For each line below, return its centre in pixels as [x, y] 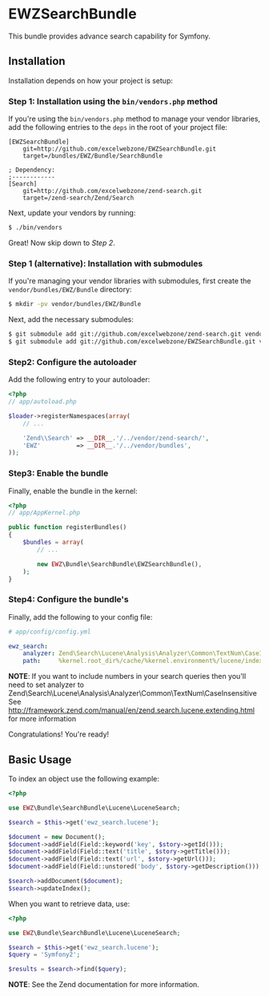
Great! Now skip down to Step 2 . [62, 243]
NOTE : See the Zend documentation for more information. [104, 985]
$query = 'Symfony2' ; [44, 955]
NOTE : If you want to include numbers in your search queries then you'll [127, 677]
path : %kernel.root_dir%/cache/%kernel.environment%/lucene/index [143, 661]
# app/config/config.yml [50, 632]
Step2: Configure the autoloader [73, 362]
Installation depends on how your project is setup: [91, 80]
